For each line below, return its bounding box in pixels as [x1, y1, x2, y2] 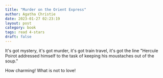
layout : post [5, 20, 32, 26]
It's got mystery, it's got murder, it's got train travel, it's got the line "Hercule [5, 47, 158, 54]
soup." [5, 58, 19, 64]
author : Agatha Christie [5, 12, 56, 17]
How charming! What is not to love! [5, 67, 76, 73]
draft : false [5, 35, 32, 39]
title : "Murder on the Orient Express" [5, 7, 87, 12]
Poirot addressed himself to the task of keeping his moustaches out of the [5, 53, 154, 58]
